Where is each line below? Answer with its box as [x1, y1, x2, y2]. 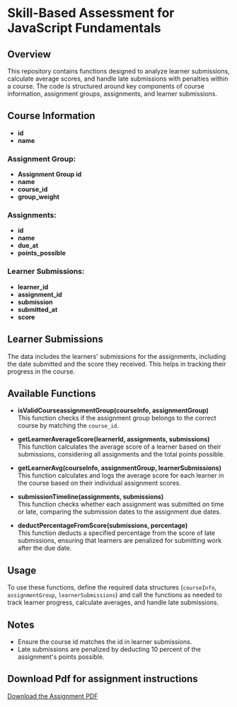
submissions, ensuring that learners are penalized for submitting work [17, 536, 222, 545]
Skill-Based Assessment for [7, 5, 175, 21]
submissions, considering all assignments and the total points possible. [17, 450, 225, 459]
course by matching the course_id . [17, 421, 119, 430]
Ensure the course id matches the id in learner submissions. [17, 637, 192, 645]
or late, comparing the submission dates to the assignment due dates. [17, 507, 221, 516]
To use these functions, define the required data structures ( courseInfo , [7, 583, 217, 592]
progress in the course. [7, 367, 76, 376]
